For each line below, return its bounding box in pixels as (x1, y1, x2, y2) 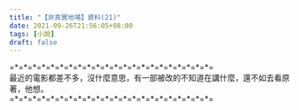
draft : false (9, 37, 58, 47)
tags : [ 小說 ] (9, 29, 55, 38)
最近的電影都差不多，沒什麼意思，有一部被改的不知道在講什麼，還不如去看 (9, 73, 282, 83)
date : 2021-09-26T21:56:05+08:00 (9, 21, 133, 30)
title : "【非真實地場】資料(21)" (9, 12, 122, 22)
